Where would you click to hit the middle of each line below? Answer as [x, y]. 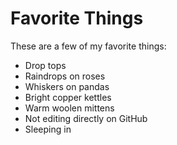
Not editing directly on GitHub [86, 118]
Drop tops [45, 65]
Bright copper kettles [68, 97]
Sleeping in [48, 129]
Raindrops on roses [65, 76]
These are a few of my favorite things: [88, 46]
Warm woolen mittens [69, 108]
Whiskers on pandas [67, 86]
